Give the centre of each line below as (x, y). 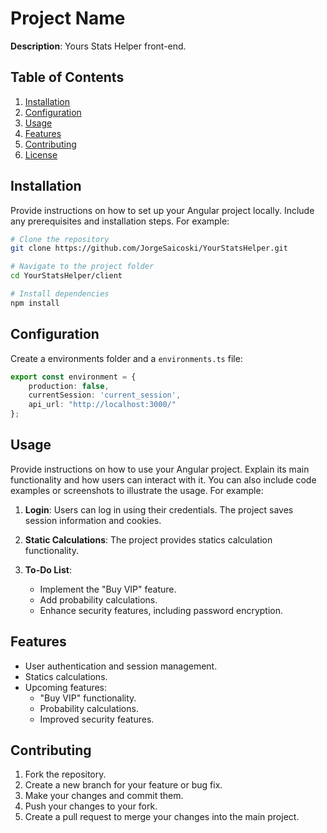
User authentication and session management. (121, 666)
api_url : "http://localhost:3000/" (102, 405)
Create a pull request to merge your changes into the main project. (162, 817)
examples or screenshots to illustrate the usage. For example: (137, 490)
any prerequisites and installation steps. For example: (120, 221)
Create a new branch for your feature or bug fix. (123, 785)
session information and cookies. (93, 520)
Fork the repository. (65, 774)
